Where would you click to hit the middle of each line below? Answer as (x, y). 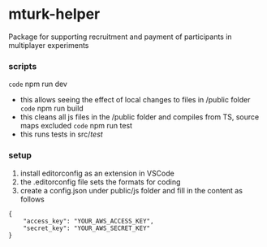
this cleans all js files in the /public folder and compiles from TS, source (140, 117)
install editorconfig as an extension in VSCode (97, 173)
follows (32, 199)
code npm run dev (38, 84)
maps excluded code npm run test (76, 126)
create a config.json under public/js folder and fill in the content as (131, 190)
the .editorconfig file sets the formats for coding (100, 182)
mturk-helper (54, 14)
